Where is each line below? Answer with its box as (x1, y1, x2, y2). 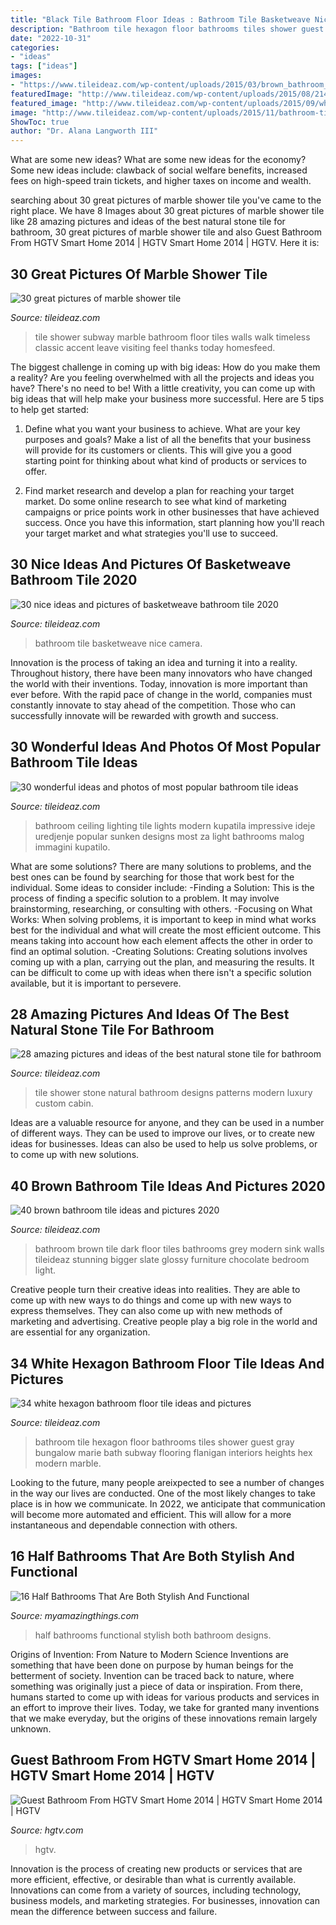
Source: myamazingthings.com (10, 1609, 140, 1621)
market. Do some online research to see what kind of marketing (24, 495, 287, 507)
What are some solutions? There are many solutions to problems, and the (10, 860, 312, 872)
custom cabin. (34, 1097, 94, 1110)
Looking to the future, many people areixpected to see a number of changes (10, 1477, 325, 1488)
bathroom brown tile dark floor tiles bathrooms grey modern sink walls (34, 1243, 325, 1255)
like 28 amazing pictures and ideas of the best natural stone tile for (10, 216, 286, 228)
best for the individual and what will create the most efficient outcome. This (10, 924, 322, 936)
